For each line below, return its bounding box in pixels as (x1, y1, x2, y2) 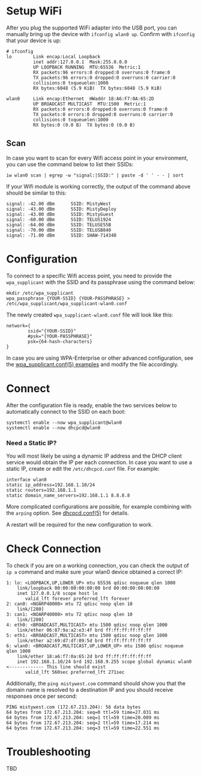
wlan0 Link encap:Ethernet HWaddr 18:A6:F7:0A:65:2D (6, 95, 154, 101)
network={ (6, 322, 31, 328)
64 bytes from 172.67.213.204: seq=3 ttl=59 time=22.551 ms (6, 725, 160, 731)
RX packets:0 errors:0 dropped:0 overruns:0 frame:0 (32, 106, 168, 112)
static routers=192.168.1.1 (6, 487, 77, 493)
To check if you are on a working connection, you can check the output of (6, 561, 189, 569)
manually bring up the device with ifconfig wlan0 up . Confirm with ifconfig (6, 30, 195, 37)
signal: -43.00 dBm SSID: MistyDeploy (6, 206, 117, 212)
